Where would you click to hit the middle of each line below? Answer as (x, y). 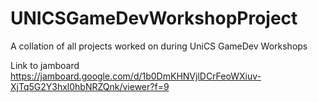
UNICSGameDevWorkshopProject (154, 18)
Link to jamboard (45, 65)
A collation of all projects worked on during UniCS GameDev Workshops (159, 46)
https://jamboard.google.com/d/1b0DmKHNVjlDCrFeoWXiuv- (136, 76)
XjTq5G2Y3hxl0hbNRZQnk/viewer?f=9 (90, 86)
